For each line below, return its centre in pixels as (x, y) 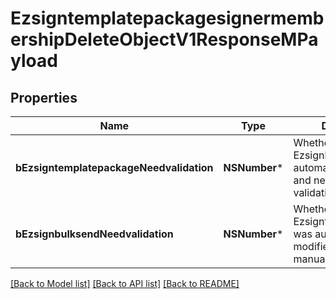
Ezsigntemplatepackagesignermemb (167, 18)
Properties (44, 97)
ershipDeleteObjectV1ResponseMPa (164, 39)
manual (310, 259)
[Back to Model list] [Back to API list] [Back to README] (125, 283)
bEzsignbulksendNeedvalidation (94, 234)
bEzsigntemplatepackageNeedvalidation (114, 167)
